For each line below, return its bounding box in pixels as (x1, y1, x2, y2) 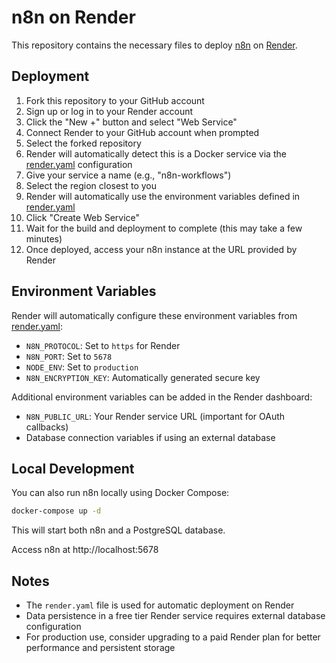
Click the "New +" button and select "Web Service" (25, 116, 238, 128)
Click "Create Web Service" (25, 211, 141, 223)
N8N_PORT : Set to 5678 (25, 350, 113, 362)
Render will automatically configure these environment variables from (11, 309, 298, 321)
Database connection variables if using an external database (25, 431, 276, 443)
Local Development (11, 460, 135, 477)
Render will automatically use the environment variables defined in (25, 190, 301, 202)
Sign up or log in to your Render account (25, 105, 194, 117)
